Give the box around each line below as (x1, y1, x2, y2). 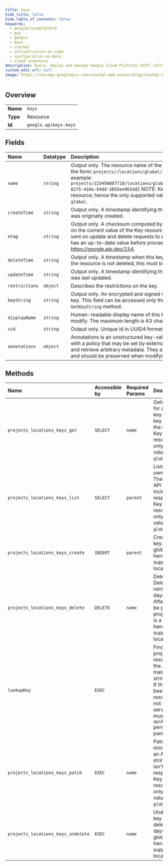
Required (126, 384, 149, 391)
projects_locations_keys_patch (7, 770, 82, 775)
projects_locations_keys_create (7, 550, 85, 555)
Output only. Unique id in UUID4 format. (70, 325, 164, 332)
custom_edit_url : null (5, 68, 52, 73)
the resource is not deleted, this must (70, 259, 158, 266)
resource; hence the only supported (70, 191, 155, 198)
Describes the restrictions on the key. (70, 282, 158, 289)
